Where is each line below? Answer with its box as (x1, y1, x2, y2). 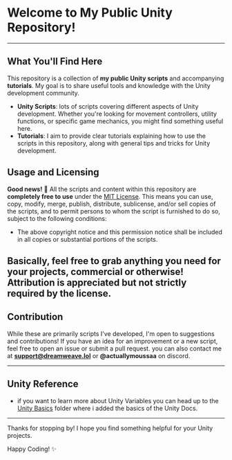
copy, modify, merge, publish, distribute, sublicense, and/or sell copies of (7, 200, 216, 208)
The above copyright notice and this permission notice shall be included (17, 227, 223, 236)
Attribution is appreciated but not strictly (7, 276, 187, 288)
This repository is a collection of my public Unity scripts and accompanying (7, 74, 224, 82)
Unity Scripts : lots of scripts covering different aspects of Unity (17, 102, 199, 110)
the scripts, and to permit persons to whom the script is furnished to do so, (7, 206, 221, 215)
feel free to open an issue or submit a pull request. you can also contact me (7, 344, 222, 353)
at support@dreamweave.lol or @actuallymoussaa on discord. (7, 351, 191, 360)
